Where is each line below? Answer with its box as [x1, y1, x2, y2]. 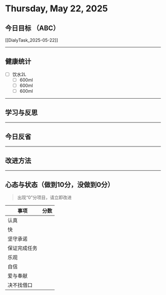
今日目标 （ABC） [5, 24, 60, 32]
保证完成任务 [7, 245, 38, 252]
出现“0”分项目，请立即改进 [17, 194, 72, 200]
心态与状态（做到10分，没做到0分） [5, 181, 115, 189]
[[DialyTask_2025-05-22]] [5, 37, 58, 43]
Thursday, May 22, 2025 [5, 3, 108, 14]
